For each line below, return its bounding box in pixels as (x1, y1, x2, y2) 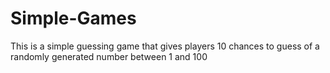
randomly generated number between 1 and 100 (10, 50, 208, 62)
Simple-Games (10, 7, 137, 30)
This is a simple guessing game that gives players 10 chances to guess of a (10, 40, 320, 52)
